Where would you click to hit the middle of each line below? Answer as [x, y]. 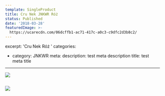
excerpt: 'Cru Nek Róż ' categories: [41, 46]
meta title [22, 61]
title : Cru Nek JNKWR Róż [31, 14]
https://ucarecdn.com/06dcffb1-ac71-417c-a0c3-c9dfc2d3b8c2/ [73, 32]
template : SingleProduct [30, 10]
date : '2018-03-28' [25, 23]
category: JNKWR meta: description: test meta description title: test [81, 56]
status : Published [24, 19]
